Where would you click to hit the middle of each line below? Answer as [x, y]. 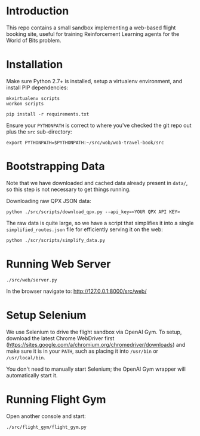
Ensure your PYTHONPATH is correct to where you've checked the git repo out [99, 125]
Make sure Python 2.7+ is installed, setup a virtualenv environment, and [94, 81]
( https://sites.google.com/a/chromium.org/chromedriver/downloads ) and [96, 344]
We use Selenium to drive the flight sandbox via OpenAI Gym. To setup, [94, 332]
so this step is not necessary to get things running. [69, 189]
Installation [35, 65]
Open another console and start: [46, 416]
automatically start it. [32, 375]
